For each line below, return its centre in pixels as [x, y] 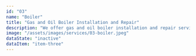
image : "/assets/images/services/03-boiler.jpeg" [68, 33]
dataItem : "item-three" [35, 44]
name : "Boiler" [24, 17]
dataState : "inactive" [34, 38]
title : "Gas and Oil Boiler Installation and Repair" [73, 22]
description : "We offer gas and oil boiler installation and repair [91, 28]
